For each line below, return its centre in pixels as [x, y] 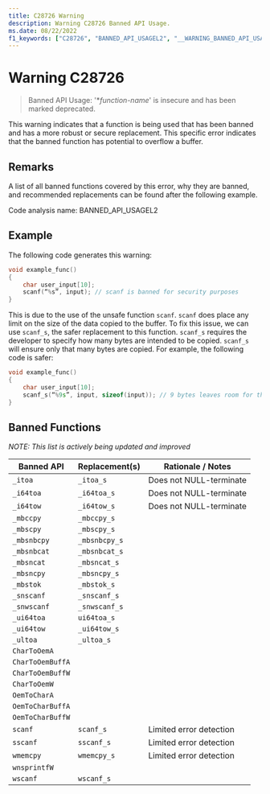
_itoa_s [92, 480]
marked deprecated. [62, 109]
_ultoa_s [94, 640]
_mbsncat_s [98, 563]
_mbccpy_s [96, 518]
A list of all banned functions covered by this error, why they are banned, [129, 186]
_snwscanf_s [100, 607]
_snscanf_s [98, 596]
